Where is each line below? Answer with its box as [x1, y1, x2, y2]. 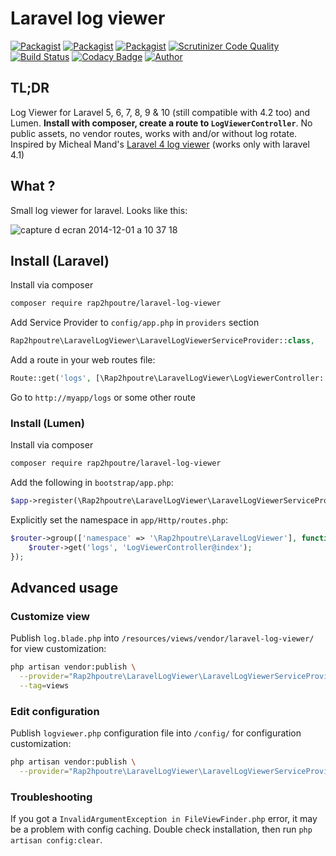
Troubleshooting [10, 790, 93, 804]
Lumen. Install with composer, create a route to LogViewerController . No [10, 117, 313, 129]
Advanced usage [10, 580, 119, 597]
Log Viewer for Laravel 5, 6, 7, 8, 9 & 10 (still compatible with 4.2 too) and [10, 106, 311, 118]
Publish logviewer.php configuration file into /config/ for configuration [10, 727, 302, 739]
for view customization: [10, 643, 107, 655]
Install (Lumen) [10, 416, 85, 430]
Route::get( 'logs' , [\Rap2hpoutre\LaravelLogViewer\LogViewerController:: [10, 373, 329, 384]
